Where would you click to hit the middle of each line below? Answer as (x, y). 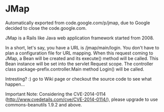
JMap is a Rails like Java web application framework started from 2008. (80, 38)
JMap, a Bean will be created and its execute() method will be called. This (82, 58)
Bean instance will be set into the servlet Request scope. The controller (79, 64)
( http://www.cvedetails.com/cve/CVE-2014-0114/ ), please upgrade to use (81, 99)
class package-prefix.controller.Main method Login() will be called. (75, 69)
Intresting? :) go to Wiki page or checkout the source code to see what (78, 79)
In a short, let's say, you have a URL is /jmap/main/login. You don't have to (82, 47)
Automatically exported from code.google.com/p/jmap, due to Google (78, 23)
